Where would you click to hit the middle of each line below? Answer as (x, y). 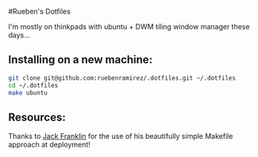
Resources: (37, 117)
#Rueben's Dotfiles (40, 11)
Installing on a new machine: (81, 60)
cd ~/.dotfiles (33, 85)
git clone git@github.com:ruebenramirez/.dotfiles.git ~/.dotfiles (122, 78)
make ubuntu (28, 93)
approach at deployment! (50, 144)
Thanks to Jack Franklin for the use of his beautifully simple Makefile (121, 136)
